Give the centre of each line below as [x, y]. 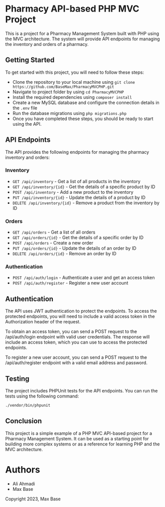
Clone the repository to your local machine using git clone [74, 82]
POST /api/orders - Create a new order [53, 243]
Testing [17, 379]
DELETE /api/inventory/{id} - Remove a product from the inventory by [86, 203]
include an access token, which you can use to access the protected [76, 342]
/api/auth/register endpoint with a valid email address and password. [76, 363]
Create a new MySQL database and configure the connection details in [86, 102]
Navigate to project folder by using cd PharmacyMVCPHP [68, 92]
